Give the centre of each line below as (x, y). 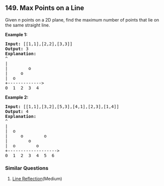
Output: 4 (17, 111)
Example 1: (16, 34)
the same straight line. (27, 25)
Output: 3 (17, 49)
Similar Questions (27, 168)
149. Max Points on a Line (45, 8)
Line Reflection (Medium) (37, 179)
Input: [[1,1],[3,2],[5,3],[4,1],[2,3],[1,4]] (62, 106)
